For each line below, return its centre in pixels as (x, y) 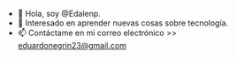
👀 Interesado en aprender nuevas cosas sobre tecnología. (122, 23)
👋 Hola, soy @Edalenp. (59, 14)
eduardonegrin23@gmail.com (72, 45)
